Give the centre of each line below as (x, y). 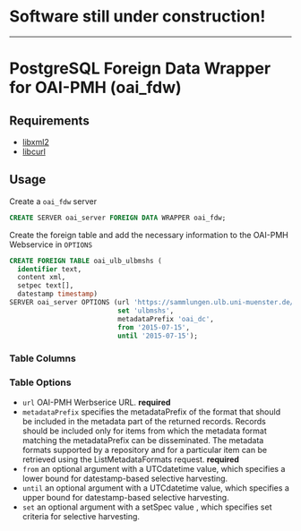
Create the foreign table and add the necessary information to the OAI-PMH (149, 235)
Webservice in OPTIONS (51, 244)
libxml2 (35, 141)
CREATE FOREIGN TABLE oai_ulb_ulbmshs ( (86, 261)
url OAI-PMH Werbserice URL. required (96, 402)
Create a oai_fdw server (53, 201)
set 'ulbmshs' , (146, 311)
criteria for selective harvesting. (81, 516)
